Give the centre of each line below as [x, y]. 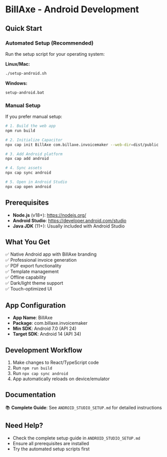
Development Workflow [44, 350]
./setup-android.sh [26, 73]
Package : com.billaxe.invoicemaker [50, 323]
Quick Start [24, 28]
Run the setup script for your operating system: [55, 54]
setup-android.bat [25, 92]
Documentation [31, 395]
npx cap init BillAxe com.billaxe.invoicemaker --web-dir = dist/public [82, 144]
